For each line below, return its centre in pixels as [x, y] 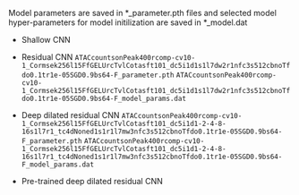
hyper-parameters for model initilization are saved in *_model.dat [128, 22]
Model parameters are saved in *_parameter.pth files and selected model [142, 13]
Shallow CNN [46, 40]
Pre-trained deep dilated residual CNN [92, 181]
